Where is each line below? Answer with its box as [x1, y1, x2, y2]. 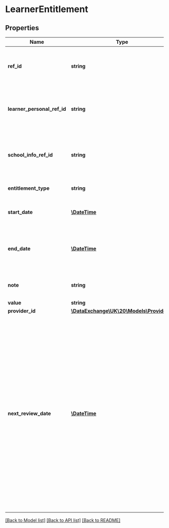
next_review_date [8, 410, 51, 417]
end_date [8, 245, 31, 252]
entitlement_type [8, 185, 50, 192]
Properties [5, 24, 39, 32]
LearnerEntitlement [5, 4, 89, 15]
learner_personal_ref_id [8, 106, 66, 112]
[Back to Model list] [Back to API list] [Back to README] [5, 517, 121, 523]
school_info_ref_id [8, 152, 53, 158]
